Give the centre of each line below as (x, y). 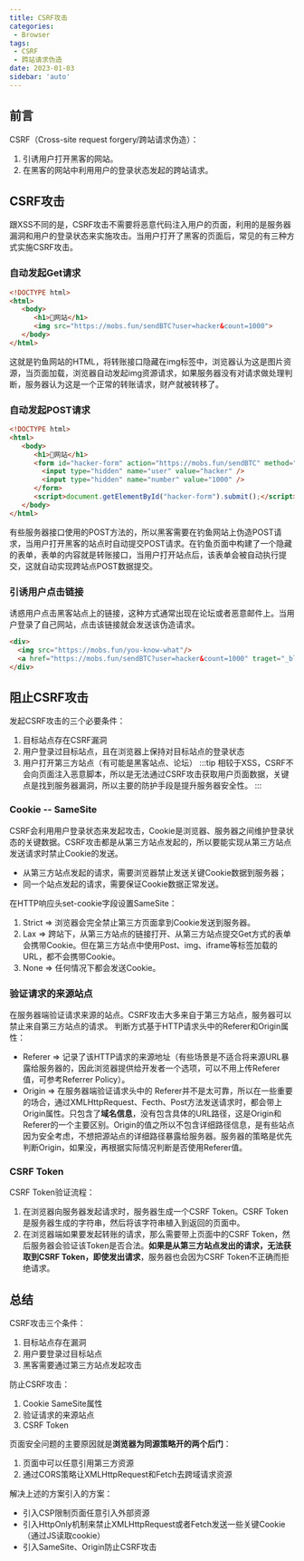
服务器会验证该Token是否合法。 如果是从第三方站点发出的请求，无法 (157, 1246)
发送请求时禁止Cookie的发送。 (66, 853)
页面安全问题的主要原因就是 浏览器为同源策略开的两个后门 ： (120, 1444)
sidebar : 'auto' (40, 77)
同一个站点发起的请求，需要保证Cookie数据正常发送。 (123, 884)
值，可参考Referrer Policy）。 (76, 1079)
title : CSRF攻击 (38, 18)
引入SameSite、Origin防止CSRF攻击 (90, 1547)
